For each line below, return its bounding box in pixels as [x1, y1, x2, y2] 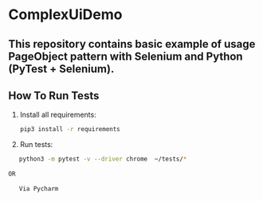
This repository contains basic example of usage [8, 37, 256, 51]
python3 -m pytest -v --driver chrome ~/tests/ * [18, 155, 187, 164]
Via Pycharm [18, 184, 59, 192]
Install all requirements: [19, 110, 97, 120]
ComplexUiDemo [8, 6, 123, 24]
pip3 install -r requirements [19, 126, 121, 133]
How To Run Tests [8, 89, 100, 102]
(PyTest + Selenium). [8, 62, 115, 75]
